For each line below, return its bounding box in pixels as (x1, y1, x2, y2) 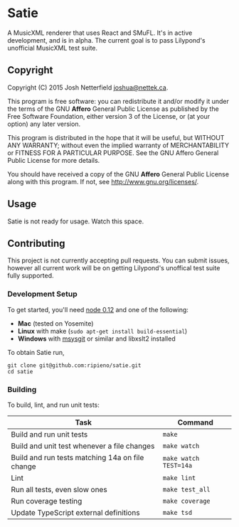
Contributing (7, 237, 65, 250)
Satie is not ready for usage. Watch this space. (7, 217, 144, 225)
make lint (162, 474, 196, 481)
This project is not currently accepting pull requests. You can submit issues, (7, 256, 230, 265)
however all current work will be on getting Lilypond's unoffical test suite (7, 264, 221, 272)
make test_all (162, 485, 211, 494)
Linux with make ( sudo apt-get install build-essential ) (17, 326, 188, 335)
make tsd (162, 509, 193, 516)
